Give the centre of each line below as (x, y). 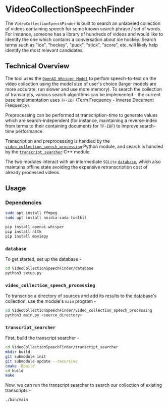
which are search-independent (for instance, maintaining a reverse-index (81, 120)
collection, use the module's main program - (51, 301)
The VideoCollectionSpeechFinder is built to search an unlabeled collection (83, 23)
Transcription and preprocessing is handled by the (58, 141)
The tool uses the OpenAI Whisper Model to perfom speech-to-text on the (81, 78)
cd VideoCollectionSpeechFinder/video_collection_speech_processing (79, 311)
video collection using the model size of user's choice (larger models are (81, 84)
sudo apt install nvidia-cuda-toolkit (46, 218)
